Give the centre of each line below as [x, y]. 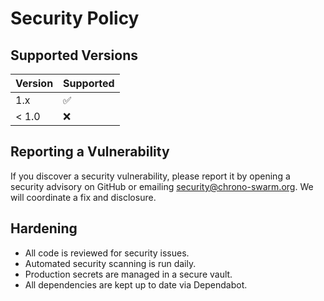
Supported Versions [74, 55]
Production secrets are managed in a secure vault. [128, 274]
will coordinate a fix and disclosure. [83, 197]
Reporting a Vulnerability [90, 152]
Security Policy [75, 18]
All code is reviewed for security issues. [107, 253]
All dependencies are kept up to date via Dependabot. [136, 284]
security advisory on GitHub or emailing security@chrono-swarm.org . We [162, 186]
